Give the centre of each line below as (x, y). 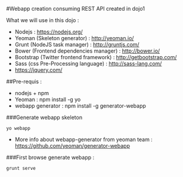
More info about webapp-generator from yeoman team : (84, 139)
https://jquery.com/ (38, 70)
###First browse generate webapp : (50, 157)
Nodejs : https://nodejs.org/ (49, 32)
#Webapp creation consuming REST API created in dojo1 (75, 9)
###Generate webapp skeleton (44, 117)
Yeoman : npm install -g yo (48, 99)
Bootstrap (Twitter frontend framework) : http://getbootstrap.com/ (96, 57)
